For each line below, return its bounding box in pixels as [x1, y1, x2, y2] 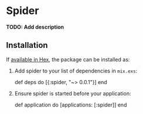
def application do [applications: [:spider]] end [14, 101, 127, 108]
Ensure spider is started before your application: [14, 89, 131, 97]
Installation [6, 40, 48, 50]
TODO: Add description [6, 23, 64, 30]
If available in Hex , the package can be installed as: [6, 56, 130, 63]
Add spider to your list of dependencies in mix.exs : [14, 67, 138, 74]
